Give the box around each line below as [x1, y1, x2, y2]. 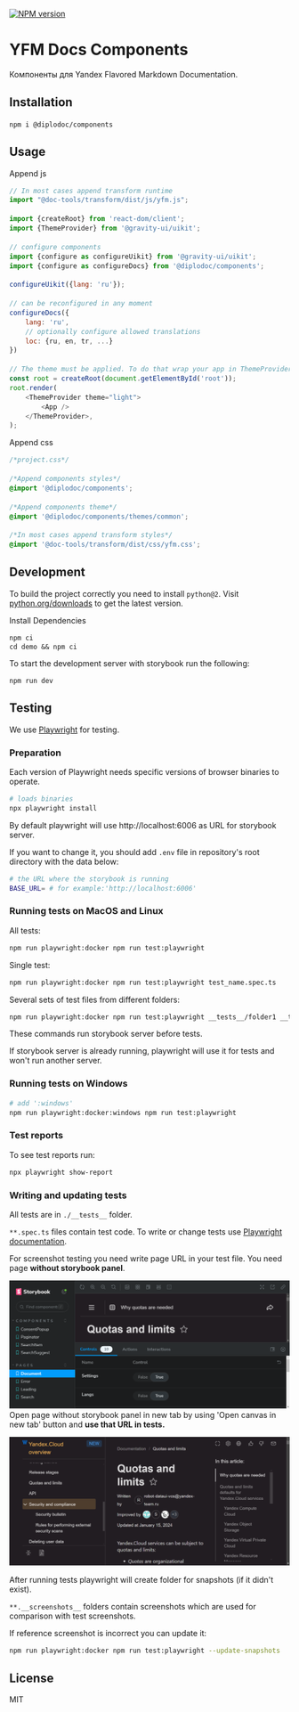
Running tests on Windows [9, 1078, 128, 1090]
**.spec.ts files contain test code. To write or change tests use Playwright [9, 1226, 283, 1237]
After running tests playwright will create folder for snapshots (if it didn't [9, 1574, 274, 1585]
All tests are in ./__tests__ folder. [9, 1209, 133, 1219]
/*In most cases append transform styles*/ [9, 531, 174, 540]
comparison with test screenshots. [9, 1610, 136, 1621]
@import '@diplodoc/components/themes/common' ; [9, 512, 190, 521]
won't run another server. [9, 1056, 102, 1066]
